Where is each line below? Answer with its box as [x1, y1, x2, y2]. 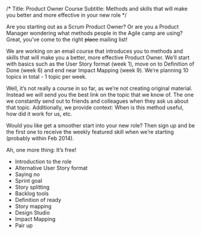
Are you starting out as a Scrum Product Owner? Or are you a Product [6, 23, 179, 30]
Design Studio [14, 209, 50, 216]
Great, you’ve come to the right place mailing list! [6, 36, 128, 43]
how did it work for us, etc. [6, 111, 73, 117]
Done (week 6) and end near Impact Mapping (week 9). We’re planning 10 [6, 67, 189, 74]
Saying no [14, 171, 40, 178]
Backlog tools [14, 190, 49, 197]
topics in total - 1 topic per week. [6, 73, 87, 80]
